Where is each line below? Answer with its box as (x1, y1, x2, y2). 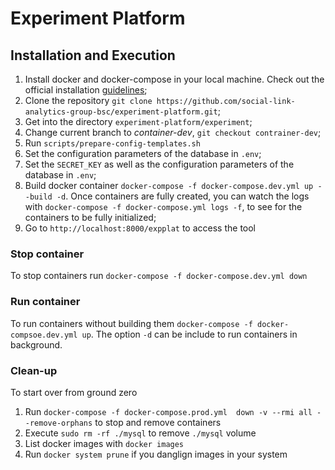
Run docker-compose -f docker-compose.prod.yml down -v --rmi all (24, 405, 313, 417)
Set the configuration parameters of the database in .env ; (24, 148, 262, 159)
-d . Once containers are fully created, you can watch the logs (56, 190, 310, 202)
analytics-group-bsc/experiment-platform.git (24, 107, 218, 117)
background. (10, 338, 63, 351)
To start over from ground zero (10, 386, 138, 398)
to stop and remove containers (94, 416, 222, 428)
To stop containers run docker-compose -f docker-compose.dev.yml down (10, 270, 308, 282)
